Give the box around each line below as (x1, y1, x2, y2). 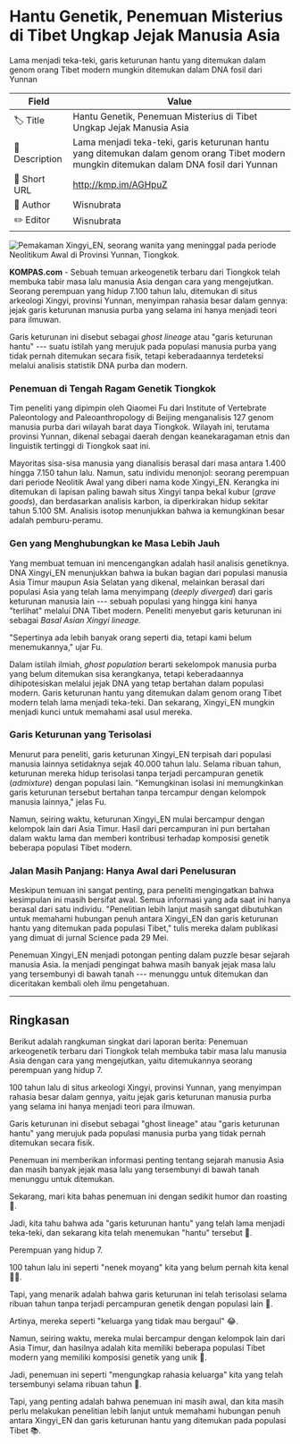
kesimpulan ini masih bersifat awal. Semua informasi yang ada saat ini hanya (9, 894, 291, 905)
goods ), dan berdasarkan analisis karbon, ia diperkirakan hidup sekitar (9, 496, 269, 507)
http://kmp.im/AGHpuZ (72, 178, 168, 190)
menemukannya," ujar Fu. (9, 641, 104, 652)
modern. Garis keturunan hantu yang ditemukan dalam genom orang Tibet (9, 687, 282, 698)
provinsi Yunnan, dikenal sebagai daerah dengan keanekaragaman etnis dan (9, 431, 290, 442)
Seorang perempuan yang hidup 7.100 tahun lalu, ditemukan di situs (9, 285, 258, 296)
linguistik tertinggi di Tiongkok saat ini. (9, 441, 151, 452)
